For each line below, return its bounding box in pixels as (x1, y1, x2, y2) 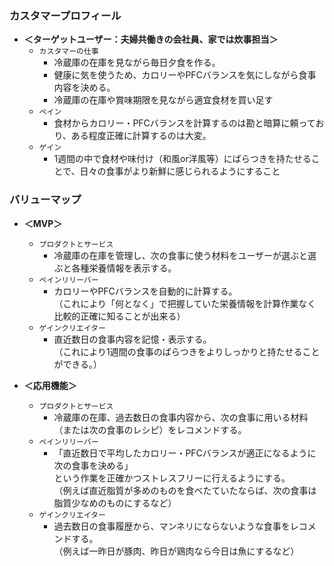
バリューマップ (9, 193, 82, 207)
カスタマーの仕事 (38, 47, 99, 57)
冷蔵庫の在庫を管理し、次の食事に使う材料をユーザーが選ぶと (53, 249, 309, 261)
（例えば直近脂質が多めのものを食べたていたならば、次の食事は (53, 484, 317, 496)
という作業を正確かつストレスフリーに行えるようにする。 (53, 472, 291, 484)
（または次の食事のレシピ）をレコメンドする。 (53, 423, 247, 436)
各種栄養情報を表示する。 (71, 262, 177, 274)
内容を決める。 (53, 82, 116, 94)
